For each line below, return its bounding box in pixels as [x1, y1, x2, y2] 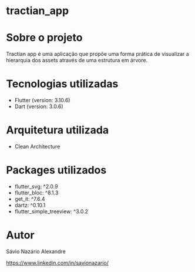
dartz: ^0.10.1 [14, 202, 46, 209]
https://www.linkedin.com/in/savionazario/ [6, 259, 109, 266]
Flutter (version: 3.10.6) [14, 97, 70, 104]
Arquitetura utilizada [6, 123, 109, 137]
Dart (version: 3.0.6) [14, 103, 63, 110]
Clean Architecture [14, 143, 60, 150]
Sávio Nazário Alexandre [6, 248, 66, 255]
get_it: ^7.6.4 [14, 195, 45, 202]
